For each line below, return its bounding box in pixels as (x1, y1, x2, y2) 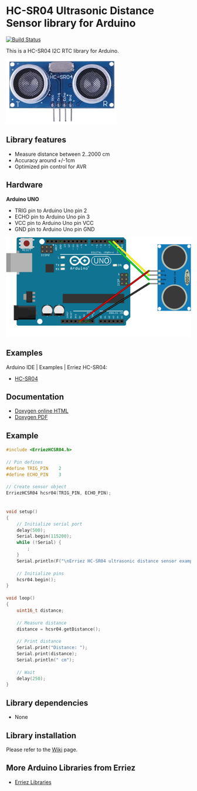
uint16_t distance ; (16, 608, 64, 613)
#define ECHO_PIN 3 (6, 472, 62, 478)
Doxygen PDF (14, 414, 48, 421)
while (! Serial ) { (16, 540, 62, 545)
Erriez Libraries (14, 778, 52, 786)
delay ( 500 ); (16, 527, 46, 533)
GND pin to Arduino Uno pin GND (14, 226, 95, 233)
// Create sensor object (6, 484, 67, 490)
